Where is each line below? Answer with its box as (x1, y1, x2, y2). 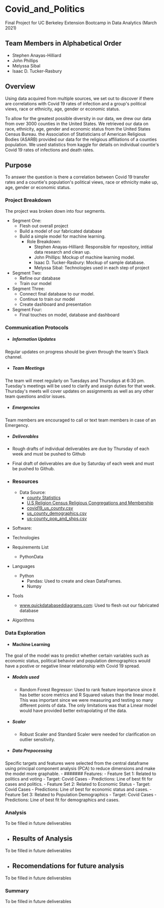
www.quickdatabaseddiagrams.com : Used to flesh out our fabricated (19, 602, 159, 608)
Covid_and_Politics (5, 3, 85, 15)
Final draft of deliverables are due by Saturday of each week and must (12, 460, 154, 466)
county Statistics (26, 494, 61, 500)
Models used (12, 674, 40, 680)
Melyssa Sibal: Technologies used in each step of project (34, 264, 149, 270)
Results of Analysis (12, 835, 72, 843)
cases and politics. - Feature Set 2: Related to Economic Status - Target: (5, 781, 151, 787)
